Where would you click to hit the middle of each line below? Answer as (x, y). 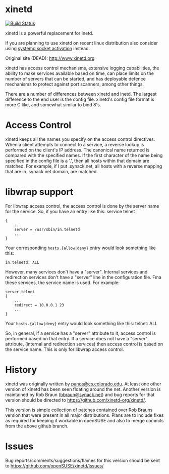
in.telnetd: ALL (22, 262)
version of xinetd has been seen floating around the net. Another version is (83, 389)
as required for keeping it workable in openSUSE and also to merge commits (84, 420)
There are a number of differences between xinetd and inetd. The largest (81, 94)
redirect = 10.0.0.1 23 (39, 305)
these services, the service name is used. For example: (63, 283)
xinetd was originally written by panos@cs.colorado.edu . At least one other (83, 384)
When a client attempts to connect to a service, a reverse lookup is (75, 144)
